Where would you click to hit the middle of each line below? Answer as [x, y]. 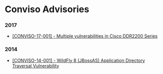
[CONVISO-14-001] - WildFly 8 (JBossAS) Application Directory [78, 60]
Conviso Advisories [47, 9]
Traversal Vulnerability [36, 66]
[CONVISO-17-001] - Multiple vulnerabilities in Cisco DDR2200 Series [85, 36]
